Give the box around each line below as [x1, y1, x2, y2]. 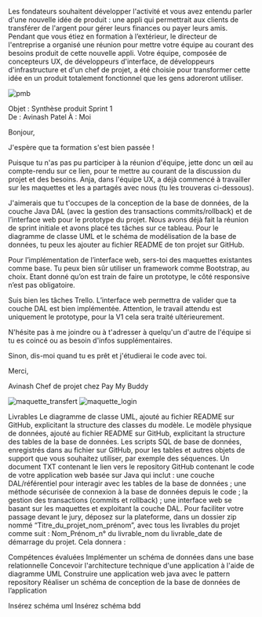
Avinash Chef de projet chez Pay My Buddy [8, 381, 149, 391]
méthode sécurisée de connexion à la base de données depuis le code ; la [8, 487, 249, 496]
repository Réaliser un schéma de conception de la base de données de [8, 578, 241, 586]
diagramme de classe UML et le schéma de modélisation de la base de [8, 232, 237, 241]
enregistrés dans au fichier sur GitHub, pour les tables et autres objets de [8, 446, 246, 454]
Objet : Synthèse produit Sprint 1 [8, 104, 113, 113]
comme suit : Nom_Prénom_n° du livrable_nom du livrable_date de [8, 529, 223, 538]
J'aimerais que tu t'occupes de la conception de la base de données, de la [8, 198, 249, 208]
